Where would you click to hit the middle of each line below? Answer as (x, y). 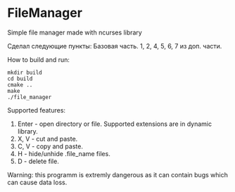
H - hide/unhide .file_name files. (64, 153)
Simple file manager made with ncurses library (75, 32)
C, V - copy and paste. (50, 146)
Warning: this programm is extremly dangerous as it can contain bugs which (118, 174)
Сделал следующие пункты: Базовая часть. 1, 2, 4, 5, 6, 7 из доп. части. (115, 46)
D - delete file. (38, 161)
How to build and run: (39, 59)
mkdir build (25, 72)
